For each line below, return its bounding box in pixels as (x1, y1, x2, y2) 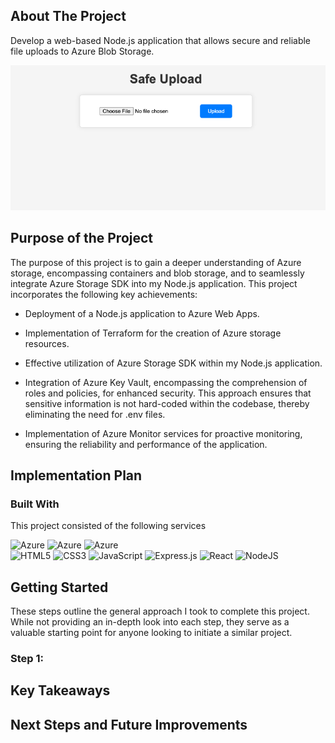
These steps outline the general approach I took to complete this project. (10, 605, 310, 618)
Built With (10, 497, 60, 511)
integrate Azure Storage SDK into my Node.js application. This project (10, 277, 298, 289)
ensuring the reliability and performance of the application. (24, 438, 268, 450)
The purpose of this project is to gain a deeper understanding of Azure (10, 256, 302, 268)
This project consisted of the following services (10, 520, 207, 532)
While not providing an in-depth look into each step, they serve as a (10, 616, 290, 628)
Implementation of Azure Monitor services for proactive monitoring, (24, 427, 303, 439)
